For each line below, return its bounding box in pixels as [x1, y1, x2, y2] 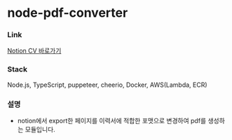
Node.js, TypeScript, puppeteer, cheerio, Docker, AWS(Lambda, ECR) [7, 80, 208, 89]
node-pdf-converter [7, 5, 128, 21]
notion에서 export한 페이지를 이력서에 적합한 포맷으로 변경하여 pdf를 [17, 117, 207, 125]
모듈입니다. [25, 125, 56, 134]
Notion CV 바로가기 [7, 47, 62, 55]
